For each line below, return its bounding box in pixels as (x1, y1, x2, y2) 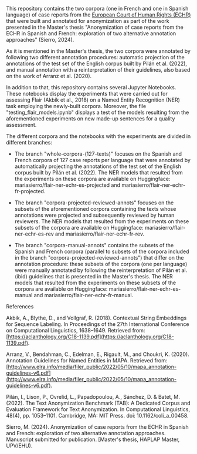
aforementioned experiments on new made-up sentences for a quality (6, 115, 175, 122)
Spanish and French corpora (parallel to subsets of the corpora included (14, 248, 189, 255)
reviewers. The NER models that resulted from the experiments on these (14, 218, 189, 225)
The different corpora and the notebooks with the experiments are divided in (6, 133, 191, 140)
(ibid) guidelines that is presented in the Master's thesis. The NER (14, 273, 173, 280)
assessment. (6, 122, 37, 128)
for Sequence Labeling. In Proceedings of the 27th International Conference (6, 321, 189, 328)
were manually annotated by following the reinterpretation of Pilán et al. (14, 267, 188, 274)
